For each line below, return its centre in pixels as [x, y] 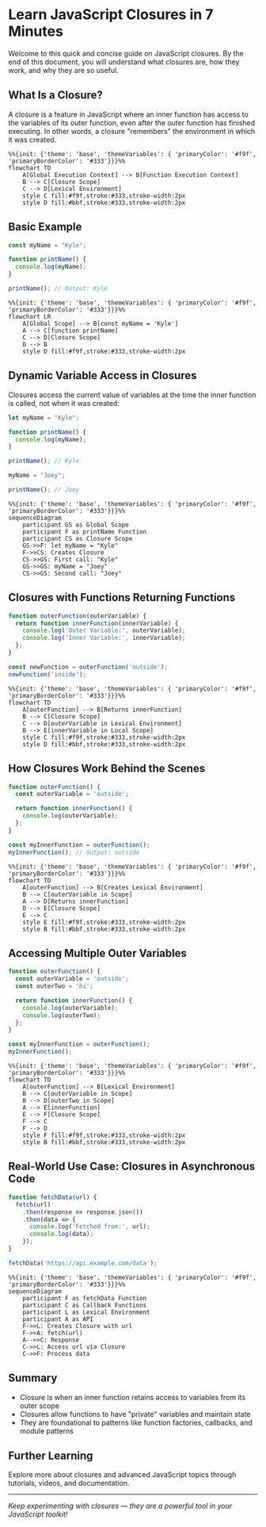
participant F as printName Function [85, 532]
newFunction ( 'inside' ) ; [47, 674]
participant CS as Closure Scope [78, 538]
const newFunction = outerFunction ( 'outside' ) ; [88, 667]
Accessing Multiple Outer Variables [98, 953]
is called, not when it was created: [64, 403]
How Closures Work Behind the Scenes [107, 769]
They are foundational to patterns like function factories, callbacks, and [136, 1422]
